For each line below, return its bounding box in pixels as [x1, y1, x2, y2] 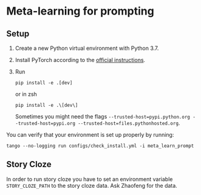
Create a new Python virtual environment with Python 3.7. [15, 44, 159, 52]
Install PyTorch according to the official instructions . [15, 56, 146, 63]
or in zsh [15, 91, 38, 98]
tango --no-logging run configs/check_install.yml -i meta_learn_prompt [6, 143, 194, 149]
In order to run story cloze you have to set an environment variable [6, 175, 173, 183]
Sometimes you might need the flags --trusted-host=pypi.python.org [15, 113, 190, 120]
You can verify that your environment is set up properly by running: [6, 131, 174, 138]
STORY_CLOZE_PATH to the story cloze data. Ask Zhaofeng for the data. [6, 182, 177, 189]
